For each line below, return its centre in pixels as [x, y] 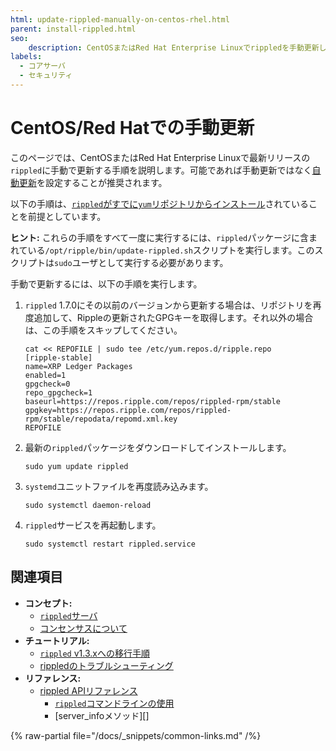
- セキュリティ [46, 76]
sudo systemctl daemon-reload [88, 505]
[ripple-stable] [58, 357]
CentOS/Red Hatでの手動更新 [132, 128]
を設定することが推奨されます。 [102, 182]
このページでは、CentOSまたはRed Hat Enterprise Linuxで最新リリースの [160, 157]
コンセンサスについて [83, 628]
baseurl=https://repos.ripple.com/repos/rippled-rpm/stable [152, 401]
